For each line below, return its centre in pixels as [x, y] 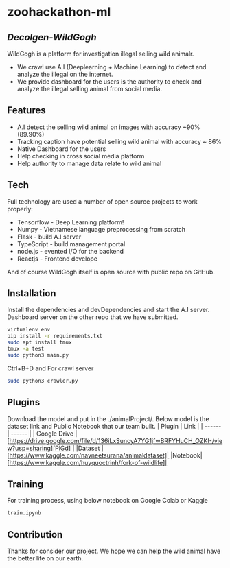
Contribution [35, 535]
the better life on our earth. [45, 558]
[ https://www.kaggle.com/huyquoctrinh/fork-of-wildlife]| [87, 462]
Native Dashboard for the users [61, 149]
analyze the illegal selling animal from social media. [90, 89]
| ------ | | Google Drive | [42, 434]
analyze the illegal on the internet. [65, 74]
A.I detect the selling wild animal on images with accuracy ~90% [108, 127]
